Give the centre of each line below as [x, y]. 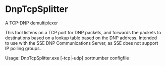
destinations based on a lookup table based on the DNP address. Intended [81, 38]
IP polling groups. [23, 48]
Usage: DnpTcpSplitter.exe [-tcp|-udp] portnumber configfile [67, 58]
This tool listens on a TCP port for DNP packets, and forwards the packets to [83, 32]
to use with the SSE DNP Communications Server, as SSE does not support [82, 43]
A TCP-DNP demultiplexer [32, 23]
